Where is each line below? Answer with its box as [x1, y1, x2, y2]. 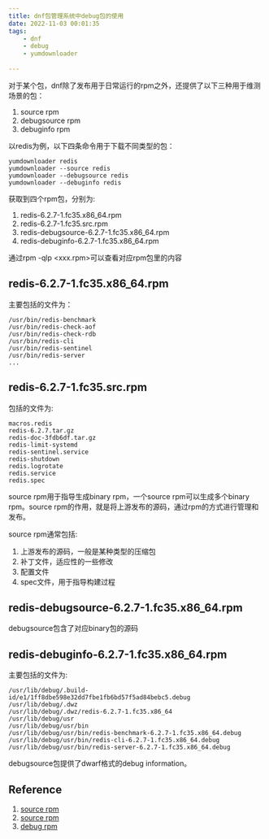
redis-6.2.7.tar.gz [8, 426, 75, 435]
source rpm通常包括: [8, 529, 78, 539]
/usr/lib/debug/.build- [8, 686, 89, 695]
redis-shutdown [8, 454, 60, 463]
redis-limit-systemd [8, 441, 79, 449]
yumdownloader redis [8, 157, 79, 165]
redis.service [8, 469, 57, 477]
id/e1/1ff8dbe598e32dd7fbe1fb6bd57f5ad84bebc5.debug [8, 693, 191, 702]
